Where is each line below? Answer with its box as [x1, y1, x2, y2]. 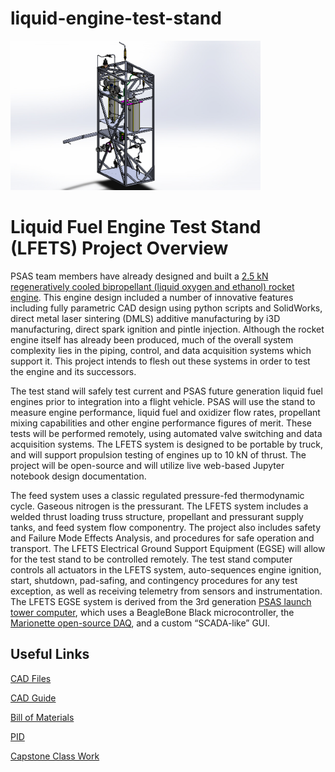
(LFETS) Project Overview [10, 237, 229, 260]
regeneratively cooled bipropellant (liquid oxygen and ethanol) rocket [10, 281, 295, 293]
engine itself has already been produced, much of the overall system [10, 334, 294, 346]
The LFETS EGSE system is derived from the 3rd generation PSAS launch [10, 596, 312, 608]
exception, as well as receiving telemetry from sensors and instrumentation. [10, 585, 323, 597]
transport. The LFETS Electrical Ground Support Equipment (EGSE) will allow [10, 543, 326, 555]
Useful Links [10, 646, 90, 663]
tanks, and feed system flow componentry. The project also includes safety [10, 522, 322, 534]
